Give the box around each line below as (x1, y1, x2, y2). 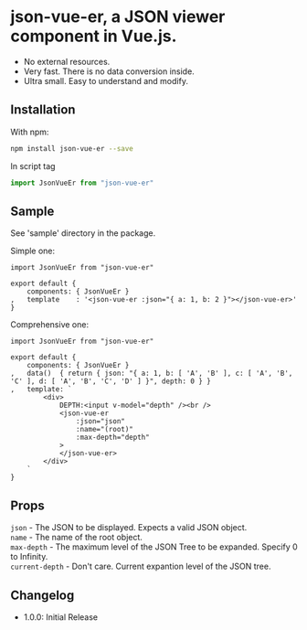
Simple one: (10, 245, 56, 257)
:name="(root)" (75, 425, 133, 434)
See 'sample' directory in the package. (10, 228, 156, 239)
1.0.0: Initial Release (23, 611, 99, 623)
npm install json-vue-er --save (10, 144, 133, 153)
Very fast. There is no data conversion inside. (23, 66, 195, 77)
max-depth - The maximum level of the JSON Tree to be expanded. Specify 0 (10, 541, 298, 552)
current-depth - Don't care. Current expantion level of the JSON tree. (10, 561, 271, 572)
